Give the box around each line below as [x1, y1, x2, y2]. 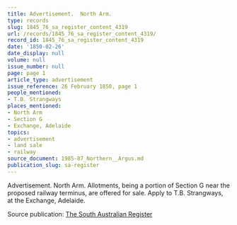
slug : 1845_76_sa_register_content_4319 [7, 23, 129, 30]
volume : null [7, 57, 46, 64]
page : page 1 [7, 69, 46, 76]
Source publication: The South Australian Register [7, 209, 153, 218]
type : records [7, 17, 50, 24]
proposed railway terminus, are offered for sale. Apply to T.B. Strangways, [7, 188, 224, 197]
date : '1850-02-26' [7, 43, 65, 50]
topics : [7, 129, 30, 136]
